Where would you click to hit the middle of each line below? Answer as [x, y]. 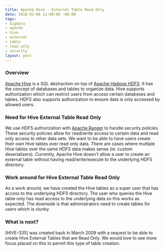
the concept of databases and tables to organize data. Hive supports [75, 89]
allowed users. [20, 105]
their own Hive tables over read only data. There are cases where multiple [80, 143]
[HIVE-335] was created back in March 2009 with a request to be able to [79, 233]
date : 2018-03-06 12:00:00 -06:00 [41, 14]
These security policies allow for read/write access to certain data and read [82, 133]
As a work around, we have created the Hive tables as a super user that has [82, 188]
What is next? [22, 222]
